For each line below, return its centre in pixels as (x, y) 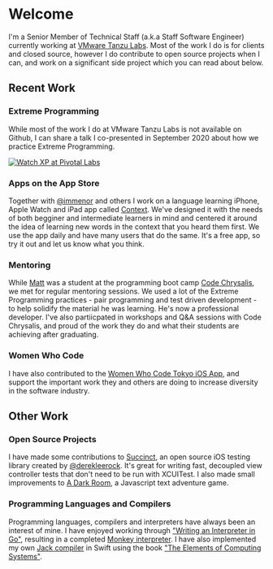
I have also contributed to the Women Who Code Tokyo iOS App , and (124, 373)
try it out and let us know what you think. (76, 244)
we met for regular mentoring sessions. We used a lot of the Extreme (123, 291)
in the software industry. (49, 390)
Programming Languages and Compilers (90, 504)
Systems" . (25, 556)
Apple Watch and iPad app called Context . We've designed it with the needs (136, 209)
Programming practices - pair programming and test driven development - (133, 300)
